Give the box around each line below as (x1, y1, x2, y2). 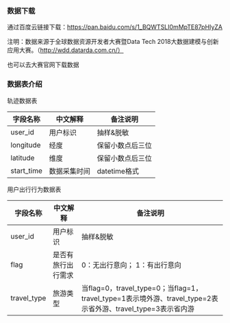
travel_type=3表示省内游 (115, 304, 195, 313)
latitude (10, 153, 35, 163)
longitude (10, 140, 41, 149)
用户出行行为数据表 (7, 185, 62, 193)
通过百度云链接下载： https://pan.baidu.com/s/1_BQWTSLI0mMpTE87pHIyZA (7, 23, 222, 32)
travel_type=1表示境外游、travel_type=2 (81, 294, 212, 303)
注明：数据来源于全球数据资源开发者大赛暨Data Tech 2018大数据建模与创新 (7, 38, 219, 46)
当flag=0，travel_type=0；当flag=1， (81, 283, 203, 293)
